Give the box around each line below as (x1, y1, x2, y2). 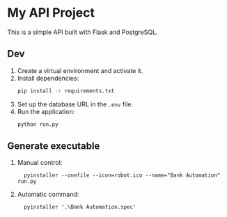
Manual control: (17, 159, 63, 167)
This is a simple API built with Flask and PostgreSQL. (7, 28, 158, 36)
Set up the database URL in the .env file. (17, 99, 134, 108)
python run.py (17, 120, 58, 128)
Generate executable (7, 140, 100, 152)
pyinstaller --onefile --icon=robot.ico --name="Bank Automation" (24, 172, 221, 179)
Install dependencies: (17, 74, 79, 82)
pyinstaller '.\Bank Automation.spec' (24, 204, 136, 211)
